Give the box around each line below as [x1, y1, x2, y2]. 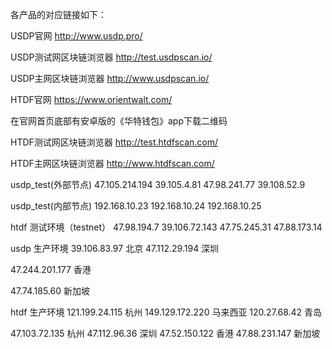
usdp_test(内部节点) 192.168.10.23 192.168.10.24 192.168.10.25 [10, 200, 262, 212]
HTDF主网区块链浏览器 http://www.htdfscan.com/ [10, 158, 215, 169]
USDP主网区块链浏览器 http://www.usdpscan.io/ [10, 73, 210, 84]
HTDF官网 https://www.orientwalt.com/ [10, 94, 173, 105]
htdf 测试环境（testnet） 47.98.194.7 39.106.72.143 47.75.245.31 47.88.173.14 [10, 221, 323, 233]
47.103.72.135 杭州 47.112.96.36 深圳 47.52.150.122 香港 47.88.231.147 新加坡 [10, 328, 321, 339]
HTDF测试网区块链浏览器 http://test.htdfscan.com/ [10, 136, 219, 148]
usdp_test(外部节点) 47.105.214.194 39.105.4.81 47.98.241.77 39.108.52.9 [10, 179, 306, 190]
